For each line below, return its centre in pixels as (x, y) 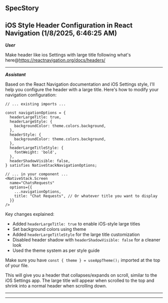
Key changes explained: (30, 214)
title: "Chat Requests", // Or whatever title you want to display (86, 196)
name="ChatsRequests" (32, 183)
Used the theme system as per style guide (56, 250)
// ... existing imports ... (35, 104)
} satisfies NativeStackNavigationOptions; (51, 166)
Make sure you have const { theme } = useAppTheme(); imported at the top (83, 260)
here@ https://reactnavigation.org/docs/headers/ (55, 60)
